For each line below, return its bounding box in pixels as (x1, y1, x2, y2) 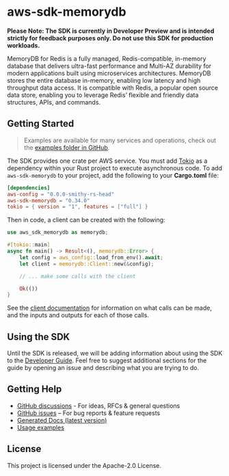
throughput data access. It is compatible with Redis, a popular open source (7, 83, 219, 92)
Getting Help (7, 384, 62, 395)
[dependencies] (7, 184, 51, 191)
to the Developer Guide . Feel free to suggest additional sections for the (7, 356, 207, 365)
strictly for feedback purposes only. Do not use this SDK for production (7, 34, 213, 42)
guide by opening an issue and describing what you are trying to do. (7, 364, 200, 372)
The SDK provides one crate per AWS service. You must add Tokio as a (7, 157, 208, 165)
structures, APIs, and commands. (7, 98, 101, 106)
